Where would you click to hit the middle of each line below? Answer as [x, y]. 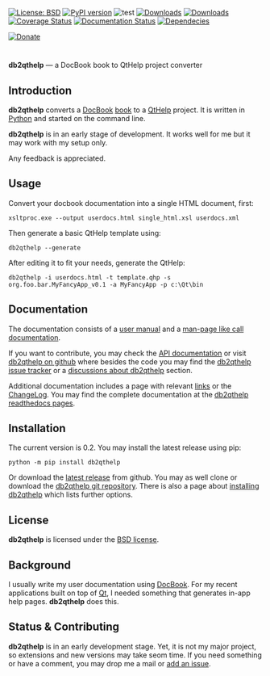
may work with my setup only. [58, 143]
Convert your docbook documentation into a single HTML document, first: [131, 203]
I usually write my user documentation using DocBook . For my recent [123, 585]
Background [39, 565]
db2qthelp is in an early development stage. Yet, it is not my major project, [132, 646]
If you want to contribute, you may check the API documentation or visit [127, 353]
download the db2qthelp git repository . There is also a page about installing [134, 486]
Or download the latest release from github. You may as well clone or [123, 477]
